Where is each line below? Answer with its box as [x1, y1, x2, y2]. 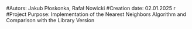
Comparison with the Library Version [6, 17, 95, 23]
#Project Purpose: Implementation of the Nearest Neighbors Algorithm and [6, 11, 186, 18]
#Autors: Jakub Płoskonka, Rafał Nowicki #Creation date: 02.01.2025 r [6, 5, 176, 11]
